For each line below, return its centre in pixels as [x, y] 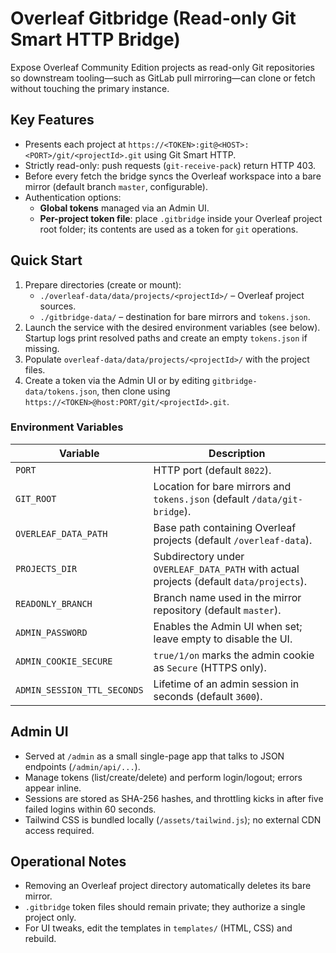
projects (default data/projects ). [230, 581]
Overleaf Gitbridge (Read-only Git [153, 18]
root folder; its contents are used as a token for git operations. [169, 229]
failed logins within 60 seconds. [90, 809]
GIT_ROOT [36, 498]
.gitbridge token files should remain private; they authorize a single [165, 907]
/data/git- [277, 499]
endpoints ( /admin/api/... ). [82, 766]
